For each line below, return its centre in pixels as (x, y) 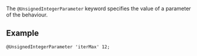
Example (23, 33)
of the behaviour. (27, 15)
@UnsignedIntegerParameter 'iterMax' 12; (58, 47)
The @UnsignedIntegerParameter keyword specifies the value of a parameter (99, 9)
